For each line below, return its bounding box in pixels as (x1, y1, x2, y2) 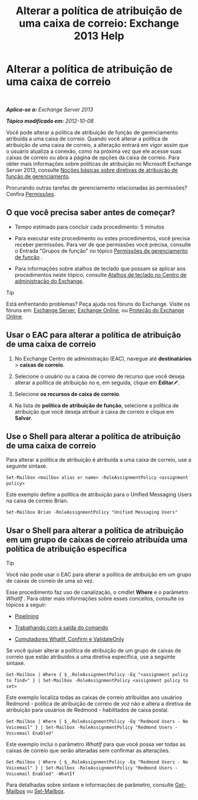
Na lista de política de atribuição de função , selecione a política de (14, 401, 179, 409)
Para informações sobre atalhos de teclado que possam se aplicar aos (14, 265, 186, 272)
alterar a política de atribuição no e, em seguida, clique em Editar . (14, 379, 180, 386)
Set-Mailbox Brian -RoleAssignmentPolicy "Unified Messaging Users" (6, 510, 178, 515)
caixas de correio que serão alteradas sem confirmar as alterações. (6, 747, 170, 754)
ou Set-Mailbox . (26, 788, 65, 795)
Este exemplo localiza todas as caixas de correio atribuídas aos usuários (6, 694, 183, 701)
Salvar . (14, 414, 33, 422)
